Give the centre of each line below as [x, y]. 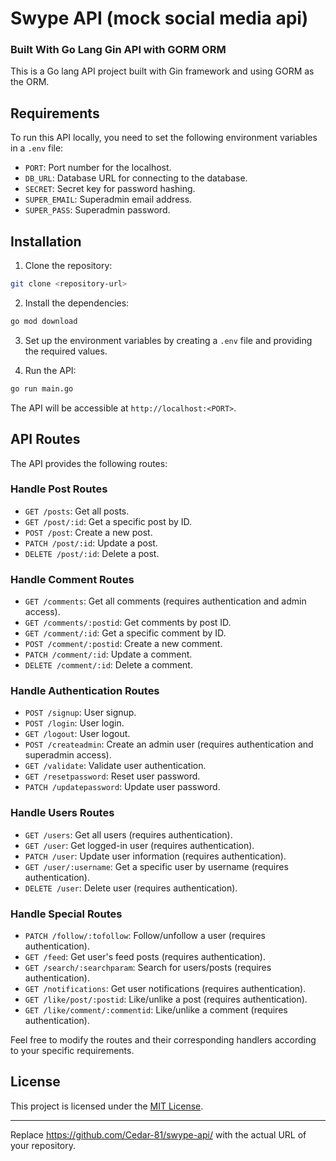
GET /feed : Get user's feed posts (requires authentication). [145, 957]
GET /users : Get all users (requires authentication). [128, 834]
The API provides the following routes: [89, 463]
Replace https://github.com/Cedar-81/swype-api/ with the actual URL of [158, 1134]
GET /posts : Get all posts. [77, 511]
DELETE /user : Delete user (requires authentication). [131, 888]
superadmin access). [68, 755]
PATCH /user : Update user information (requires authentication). [155, 856]
